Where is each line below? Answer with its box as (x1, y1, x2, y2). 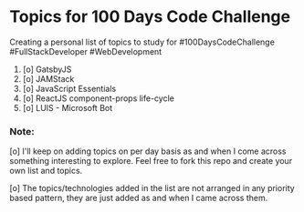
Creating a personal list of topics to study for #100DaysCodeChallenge (9, 36, 276, 47)
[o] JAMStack (22, 73, 75, 84)
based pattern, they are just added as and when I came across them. (9, 193, 268, 204)
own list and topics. (9, 166, 83, 177)
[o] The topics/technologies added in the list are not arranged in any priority (9, 183, 295, 194)
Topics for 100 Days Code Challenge (9, 6, 290, 27)
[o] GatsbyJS (22, 64, 72, 75)
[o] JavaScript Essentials (22, 83, 117, 94)
